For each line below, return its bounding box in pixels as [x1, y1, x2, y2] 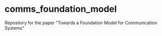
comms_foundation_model [4, 3, 117, 15]
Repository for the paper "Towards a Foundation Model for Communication [4, 20, 158, 26]
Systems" [4, 25, 25, 31]
